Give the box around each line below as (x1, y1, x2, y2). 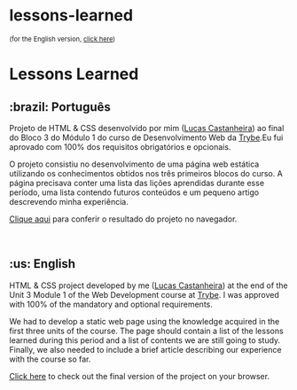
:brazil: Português (9, 99, 111, 114)
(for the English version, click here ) (9, 35, 116, 43)
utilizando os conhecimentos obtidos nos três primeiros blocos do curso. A (9, 168, 284, 178)
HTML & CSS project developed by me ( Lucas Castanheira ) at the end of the (9, 280, 288, 291)
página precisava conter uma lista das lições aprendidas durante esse (9, 177, 264, 188)
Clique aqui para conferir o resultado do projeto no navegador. (9, 214, 238, 224)
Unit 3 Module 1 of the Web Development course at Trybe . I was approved (9, 289, 279, 300)
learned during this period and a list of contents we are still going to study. (9, 334, 281, 346)
